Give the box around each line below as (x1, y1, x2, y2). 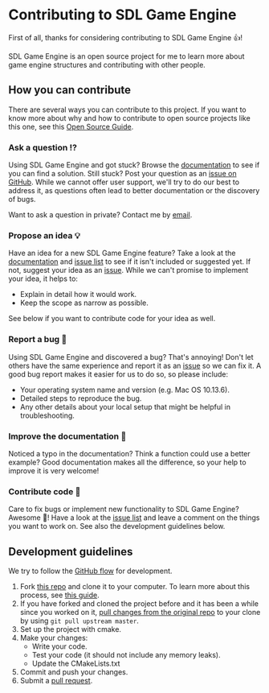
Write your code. (31, 641, 88, 651)
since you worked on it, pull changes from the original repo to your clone (19, 608, 261, 617)
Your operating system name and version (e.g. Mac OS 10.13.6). (19, 385, 230, 394)
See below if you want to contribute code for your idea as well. (8, 314, 216, 324)
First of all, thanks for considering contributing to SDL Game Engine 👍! (8, 32, 243, 42)
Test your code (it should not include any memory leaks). (31, 650, 221, 660)
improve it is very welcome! (8, 465, 100, 476)
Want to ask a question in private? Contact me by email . (8, 210, 193, 220)
